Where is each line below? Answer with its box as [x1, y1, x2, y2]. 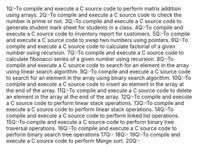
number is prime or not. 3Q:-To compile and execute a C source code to [6, 18, 182, 24]
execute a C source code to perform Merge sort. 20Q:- [6, 138, 140, 144]
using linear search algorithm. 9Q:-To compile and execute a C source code [6, 68, 191, 75]
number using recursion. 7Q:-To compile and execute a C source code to [6, 49, 184, 56]
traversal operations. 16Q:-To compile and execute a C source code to [6, 125, 177, 132]
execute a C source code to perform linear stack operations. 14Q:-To [6, 106, 174, 113]
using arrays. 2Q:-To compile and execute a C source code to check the [6, 11, 182, 18]
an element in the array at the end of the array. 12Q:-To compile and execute [6, 93, 193, 100]
